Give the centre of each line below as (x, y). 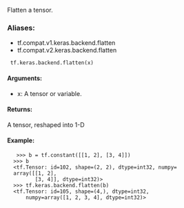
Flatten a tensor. (30, 10)
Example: (21, 140)
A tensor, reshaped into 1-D (46, 124)
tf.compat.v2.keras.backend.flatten (67, 50)
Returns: (20, 109)
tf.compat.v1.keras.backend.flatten (66, 43)
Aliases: (21, 28)
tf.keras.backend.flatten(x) (52, 63)
